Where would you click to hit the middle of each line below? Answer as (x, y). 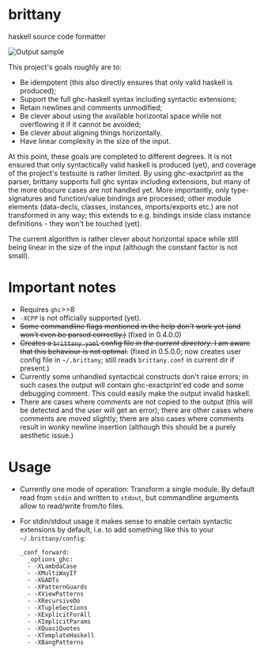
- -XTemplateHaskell (61, 635)
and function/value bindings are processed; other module (138, 198)
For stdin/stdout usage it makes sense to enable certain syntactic (126, 521)
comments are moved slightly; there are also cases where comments (132, 418)
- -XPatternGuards (57, 587)
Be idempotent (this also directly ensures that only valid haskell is (126, 82)
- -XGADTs (43, 580)
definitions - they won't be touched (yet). (75, 224)
